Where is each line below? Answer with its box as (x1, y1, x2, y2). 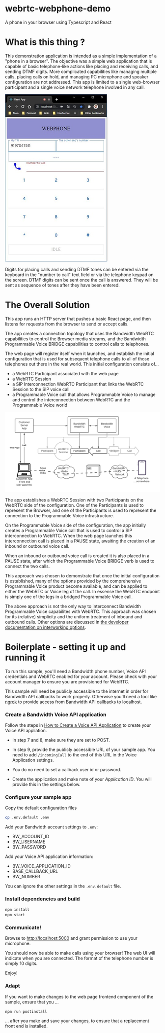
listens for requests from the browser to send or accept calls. (5, 321, 129, 327)
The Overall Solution (5, 299, 90, 311)
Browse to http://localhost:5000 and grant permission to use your (5, 935, 137, 941)
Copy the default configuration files (5, 805, 77, 811)
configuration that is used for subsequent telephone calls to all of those (5, 356, 150, 361)
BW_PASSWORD (12, 844, 46, 850)
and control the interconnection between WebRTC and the (12, 396, 130, 402)
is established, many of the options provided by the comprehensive (5, 578, 141, 584)
